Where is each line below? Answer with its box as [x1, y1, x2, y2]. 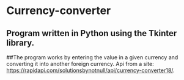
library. [6, 37, 35, 48]
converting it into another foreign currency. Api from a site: [6, 60, 154, 67]
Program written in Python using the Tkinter [6, 28, 177, 38]
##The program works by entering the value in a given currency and [6, 54, 178, 61]
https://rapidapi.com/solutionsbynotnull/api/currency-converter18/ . [6, 67, 175, 74]
